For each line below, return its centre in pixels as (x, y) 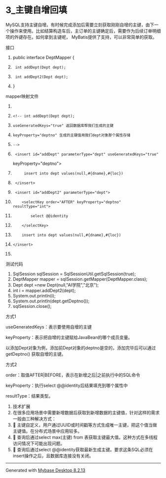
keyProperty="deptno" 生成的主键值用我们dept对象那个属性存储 (71, 135)
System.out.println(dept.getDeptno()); (51, 301)
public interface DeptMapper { (44, 57)
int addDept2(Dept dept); (42, 77)
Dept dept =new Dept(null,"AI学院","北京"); (56, 285)
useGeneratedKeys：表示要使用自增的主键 (49, 327)
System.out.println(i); (34, 295)
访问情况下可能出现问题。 (39, 443)
